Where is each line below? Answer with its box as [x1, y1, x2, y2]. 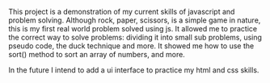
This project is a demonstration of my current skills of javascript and [8, 7, 235, 16]
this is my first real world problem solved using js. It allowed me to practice [8, 24, 257, 33]
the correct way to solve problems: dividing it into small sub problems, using [8, 32, 263, 42]
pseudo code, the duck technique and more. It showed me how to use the [8, 41, 255, 51]
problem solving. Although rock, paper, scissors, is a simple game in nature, [8, 15, 261, 25]
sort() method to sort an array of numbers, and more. [8, 50, 186, 59]
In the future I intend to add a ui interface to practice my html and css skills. [8, 65, 259, 75]
